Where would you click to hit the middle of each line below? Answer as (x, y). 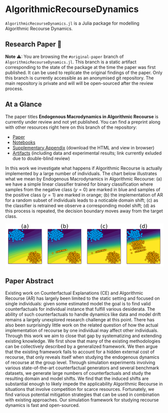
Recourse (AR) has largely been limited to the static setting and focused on (82, 298)
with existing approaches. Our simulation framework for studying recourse (82, 400)
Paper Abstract (29, 281)
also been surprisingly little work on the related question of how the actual (82, 325)
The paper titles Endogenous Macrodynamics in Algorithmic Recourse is (82, 116)
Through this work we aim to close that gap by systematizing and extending (83, 336)
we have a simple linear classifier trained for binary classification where (79, 184)
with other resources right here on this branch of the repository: (71, 127)
